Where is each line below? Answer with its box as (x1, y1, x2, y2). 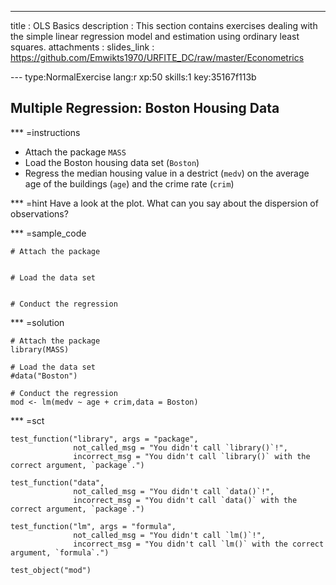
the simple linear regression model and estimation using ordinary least (10, 31, 300, 42)
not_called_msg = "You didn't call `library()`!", (73, 442, 288, 453)
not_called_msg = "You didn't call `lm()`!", (73, 530, 267, 540)
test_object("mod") (10, 565, 92, 575)
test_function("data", (10, 477, 105, 488)
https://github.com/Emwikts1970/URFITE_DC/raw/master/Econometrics (10, 52, 305, 63)
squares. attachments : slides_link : (10, 41, 155, 53)
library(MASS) (10, 344, 70, 355)
